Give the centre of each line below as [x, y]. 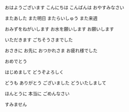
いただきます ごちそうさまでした [39, 40]
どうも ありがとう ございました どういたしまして [56, 83]
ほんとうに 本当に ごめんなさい [37, 94]
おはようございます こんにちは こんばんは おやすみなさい [64, 7]
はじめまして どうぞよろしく [34, 72]
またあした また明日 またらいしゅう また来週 [51, 18]
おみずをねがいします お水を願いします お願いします [59, 29]
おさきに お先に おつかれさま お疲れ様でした [51, 50]
